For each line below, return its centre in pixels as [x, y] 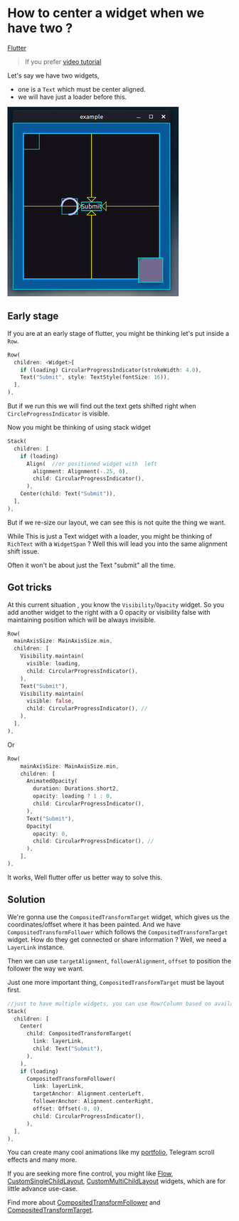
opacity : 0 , [51, 834]
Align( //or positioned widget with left [92, 464]
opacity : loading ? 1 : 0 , [73, 796]
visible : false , [50, 701]
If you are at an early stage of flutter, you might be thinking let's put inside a [118, 333]
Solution [26, 900]
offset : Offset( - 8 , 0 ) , [68, 1109]
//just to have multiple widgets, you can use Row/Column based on [110, 1004]
